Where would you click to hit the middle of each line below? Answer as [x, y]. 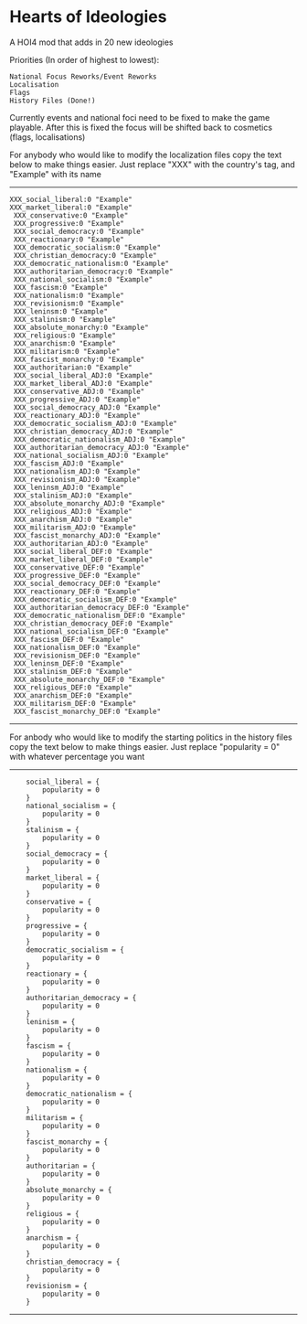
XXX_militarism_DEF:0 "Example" [75, 703]
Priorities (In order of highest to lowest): [85, 59]
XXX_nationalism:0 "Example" [69, 295]
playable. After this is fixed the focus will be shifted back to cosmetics [141, 127]
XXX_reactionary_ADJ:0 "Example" [77, 415]
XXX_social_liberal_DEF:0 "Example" [83, 551]
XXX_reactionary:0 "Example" [69, 240]
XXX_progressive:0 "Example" [69, 223]
